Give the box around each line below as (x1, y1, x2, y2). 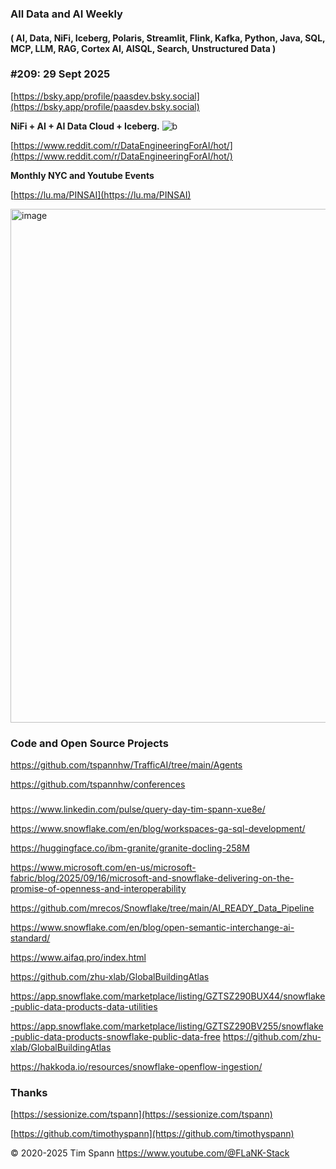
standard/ (10, 932, 51, 944)
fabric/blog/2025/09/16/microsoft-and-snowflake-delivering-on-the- (10, 872, 295, 884)
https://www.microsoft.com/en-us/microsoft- (10, 862, 197, 874)
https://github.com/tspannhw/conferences (10, 778, 186, 791)
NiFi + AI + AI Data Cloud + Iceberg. (10, 120, 160, 132)
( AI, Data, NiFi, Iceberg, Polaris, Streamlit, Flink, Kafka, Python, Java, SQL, (10, 32, 326, 44)
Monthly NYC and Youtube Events (10, 169, 155, 181)
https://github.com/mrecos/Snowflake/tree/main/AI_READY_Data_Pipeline (10, 902, 315, 914)
